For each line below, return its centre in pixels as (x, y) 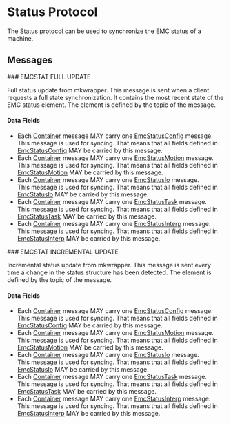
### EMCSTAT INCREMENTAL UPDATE (63, 252)
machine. (20, 38)
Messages (30, 60)
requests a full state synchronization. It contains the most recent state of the (115, 97)
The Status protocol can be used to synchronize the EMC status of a (104, 31)
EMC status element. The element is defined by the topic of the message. (111, 105)
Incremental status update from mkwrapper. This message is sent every (109, 265)
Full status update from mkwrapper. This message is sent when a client (108, 90)
